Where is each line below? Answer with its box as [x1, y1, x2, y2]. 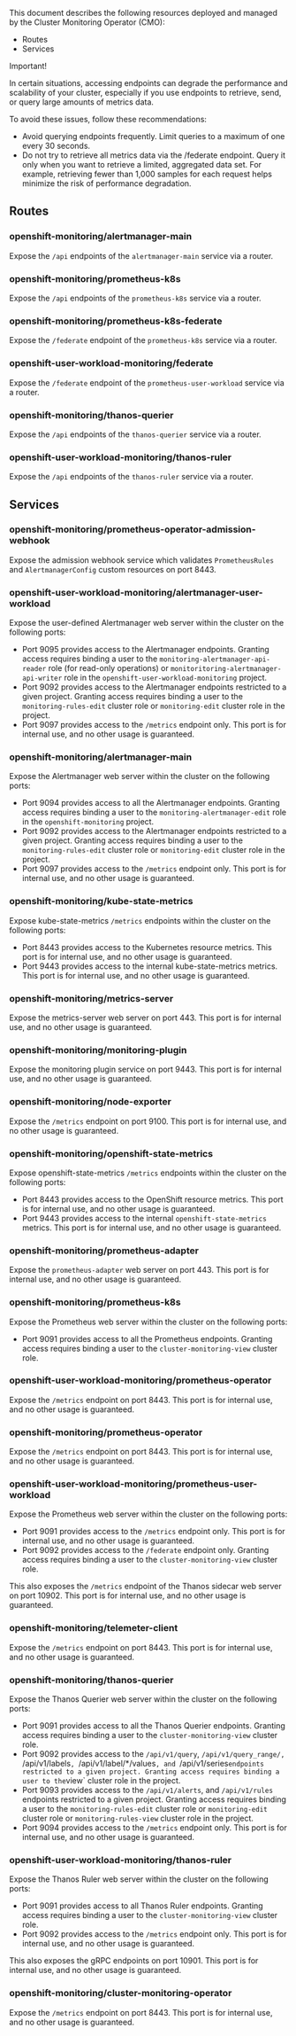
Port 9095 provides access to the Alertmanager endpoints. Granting [21, 644, 269, 655]
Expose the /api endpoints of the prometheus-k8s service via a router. [9, 293, 262, 303]
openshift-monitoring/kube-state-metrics [9, 895, 194, 908]
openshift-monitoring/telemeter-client [9, 1622, 178, 1634]
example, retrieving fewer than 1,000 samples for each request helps [21, 168, 272, 179]
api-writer [21, 674, 63, 683]
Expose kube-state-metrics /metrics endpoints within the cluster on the [9, 915, 271, 925]
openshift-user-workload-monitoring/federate [9, 357, 214, 370]
